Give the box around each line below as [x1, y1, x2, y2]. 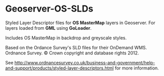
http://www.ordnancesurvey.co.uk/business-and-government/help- [14, 59, 155, 65]
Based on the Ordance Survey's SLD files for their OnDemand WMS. [5, 44, 147, 50]
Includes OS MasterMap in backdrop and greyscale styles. [5, 35, 127, 41]
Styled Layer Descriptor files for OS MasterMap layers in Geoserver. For [5, 20, 155, 26]
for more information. [115, 65, 159, 71]
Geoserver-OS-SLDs [5, 3, 93, 15]
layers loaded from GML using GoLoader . [5, 25, 92, 31]
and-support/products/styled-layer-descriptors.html [5, 65, 114, 71]
